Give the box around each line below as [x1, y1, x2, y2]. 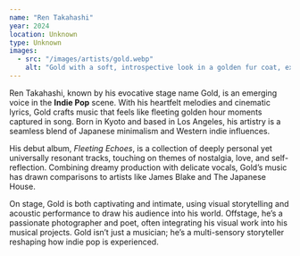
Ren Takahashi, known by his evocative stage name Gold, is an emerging [9, 87, 278, 98]
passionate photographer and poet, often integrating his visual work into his [9, 217, 288, 228]
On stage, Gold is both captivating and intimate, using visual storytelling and [9, 198, 289, 209]
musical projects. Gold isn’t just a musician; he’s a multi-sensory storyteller [9, 226, 285, 237]
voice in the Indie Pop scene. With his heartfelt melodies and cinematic [9, 97, 271, 107]
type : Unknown [9, 38, 62, 47]
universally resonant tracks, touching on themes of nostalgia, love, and [9, 152, 270, 163]
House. [9, 181, 36, 192]
